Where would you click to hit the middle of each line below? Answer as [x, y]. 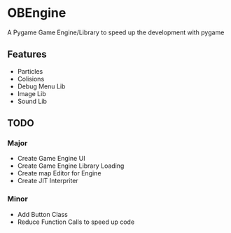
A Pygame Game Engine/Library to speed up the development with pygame [116, 32]
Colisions [31, 79]
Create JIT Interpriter [48, 181]
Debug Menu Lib [41, 86]
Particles [30, 71]
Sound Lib [32, 101]
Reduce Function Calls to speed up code [76, 222]
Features [27, 54]
